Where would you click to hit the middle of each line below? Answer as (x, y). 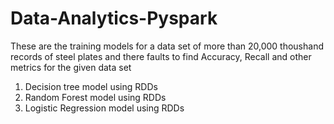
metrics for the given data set (71, 67)
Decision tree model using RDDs (91, 86)
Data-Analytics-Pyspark (114, 18)
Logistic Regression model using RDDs (104, 108)
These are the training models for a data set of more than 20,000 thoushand (167, 46)
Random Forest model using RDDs (95, 97)
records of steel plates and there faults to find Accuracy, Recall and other (161, 56)
